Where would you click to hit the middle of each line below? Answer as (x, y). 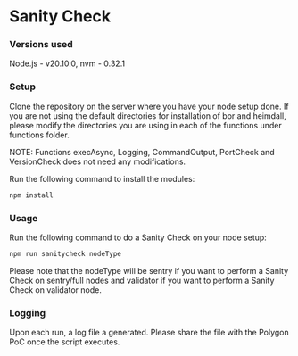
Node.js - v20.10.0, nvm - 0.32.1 (67, 63)
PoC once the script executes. (65, 342)
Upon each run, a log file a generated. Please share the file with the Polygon (149, 333)
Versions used (41, 45)
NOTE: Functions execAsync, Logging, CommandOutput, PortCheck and (142, 152)
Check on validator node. (56, 290)
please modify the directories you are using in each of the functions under (146, 125)
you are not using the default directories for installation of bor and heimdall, (148, 116)
